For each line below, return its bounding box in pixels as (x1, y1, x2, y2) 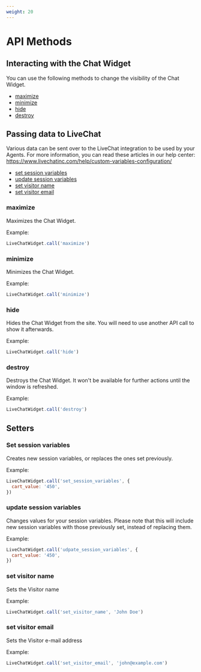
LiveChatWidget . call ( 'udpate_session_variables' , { (6, 546, 138, 552)
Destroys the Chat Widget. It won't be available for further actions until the (6, 377, 190, 384)
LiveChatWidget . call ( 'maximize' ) (6, 240, 90, 246)
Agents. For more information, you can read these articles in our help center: (6, 151, 196, 159)
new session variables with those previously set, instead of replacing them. (6, 523, 192, 530)
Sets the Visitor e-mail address (6, 637, 83, 644)
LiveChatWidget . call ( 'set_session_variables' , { (6, 478, 130, 484)
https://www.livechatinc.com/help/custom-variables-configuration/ (6, 157, 172, 165)
